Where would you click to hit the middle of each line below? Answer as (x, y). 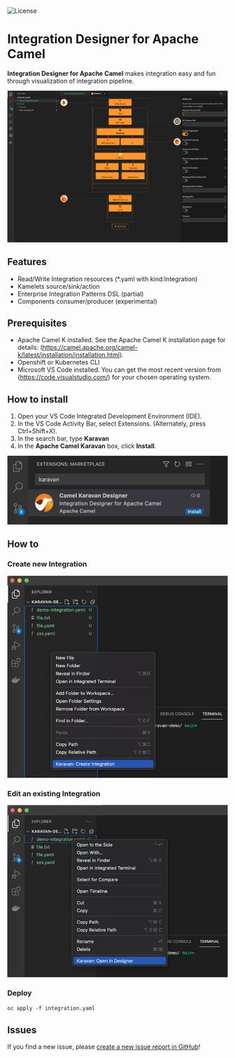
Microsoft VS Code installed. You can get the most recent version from (119, 370)
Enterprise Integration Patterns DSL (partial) (80, 294)
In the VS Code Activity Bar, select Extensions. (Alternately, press (112, 423)
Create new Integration (47, 564)
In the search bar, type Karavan (63, 439)
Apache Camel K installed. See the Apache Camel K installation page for (121, 340)
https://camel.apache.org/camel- (90, 348)
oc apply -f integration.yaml (51, 1009)
